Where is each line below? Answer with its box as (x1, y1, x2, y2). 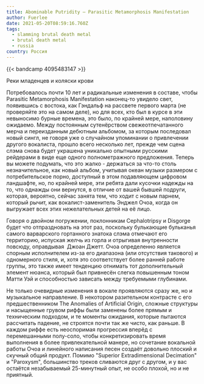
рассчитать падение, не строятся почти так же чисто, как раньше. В (6, 319, 185, 326)
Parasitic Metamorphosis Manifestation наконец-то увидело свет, (6, 95, 173, 102)
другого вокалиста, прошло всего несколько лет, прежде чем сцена (6, 141, 185, 148)
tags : (6, 26, 20, 32)
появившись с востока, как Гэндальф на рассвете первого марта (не (6, 102, 187, 109)
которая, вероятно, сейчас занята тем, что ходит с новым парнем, (6, 192, 181, 200)
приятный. (6, 371, 33, 378)
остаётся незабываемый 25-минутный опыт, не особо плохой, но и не (6, 365, 189, 372)
